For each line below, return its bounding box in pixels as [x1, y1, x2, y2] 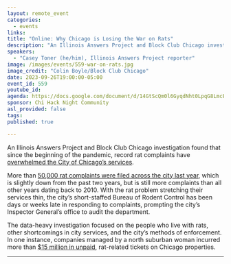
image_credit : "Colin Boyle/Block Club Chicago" [7, 67, 149, 74]
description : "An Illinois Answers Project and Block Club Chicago [7, 42, 205, 49]
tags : [7, 112, 23, 119]
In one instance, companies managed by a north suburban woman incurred [7, 235, 221, 243]
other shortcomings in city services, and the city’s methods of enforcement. [7, 228, 222, 237]
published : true [7, 118, 54, 125]
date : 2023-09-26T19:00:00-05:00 [7, 73, 103, 81]
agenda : [7, 93, 30, 100]
